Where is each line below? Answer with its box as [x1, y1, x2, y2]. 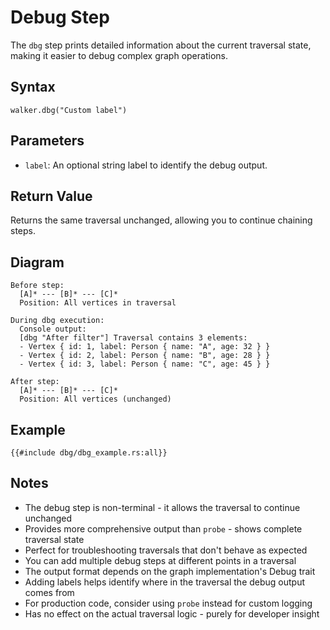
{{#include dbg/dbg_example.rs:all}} [10, 448, 168, 458]
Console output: [19, 324, 87, 335]
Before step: [10, 281, 65, 291]
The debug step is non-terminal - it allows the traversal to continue [24, 501, 301, 513]
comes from [24, 586, 75, 598]
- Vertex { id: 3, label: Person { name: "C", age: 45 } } [19, 359, 271, 370]
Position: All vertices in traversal [19, 298, 177, 308]
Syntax [10, 79, 56, 96]
